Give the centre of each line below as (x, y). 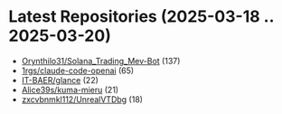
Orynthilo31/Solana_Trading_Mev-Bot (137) (101, 61)
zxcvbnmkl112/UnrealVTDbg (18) (82, 99)
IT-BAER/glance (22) (60, 80)
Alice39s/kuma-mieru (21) (70, 90)
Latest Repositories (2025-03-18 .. (141, 17)
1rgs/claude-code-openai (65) (78, 71)
